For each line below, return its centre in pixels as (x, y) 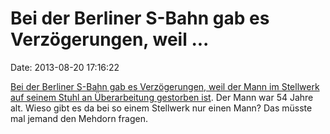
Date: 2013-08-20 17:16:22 (65, 67)
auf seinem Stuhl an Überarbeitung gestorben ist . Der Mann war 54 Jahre (162, 97)
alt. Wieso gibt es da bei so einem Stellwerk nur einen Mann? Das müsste (161, 108)
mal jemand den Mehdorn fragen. (79, 118)
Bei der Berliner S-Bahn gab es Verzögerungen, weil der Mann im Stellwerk (165, 86)
